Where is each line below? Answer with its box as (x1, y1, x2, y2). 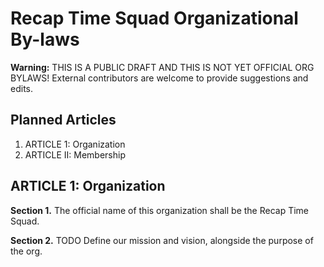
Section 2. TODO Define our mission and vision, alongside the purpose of (10, 234, 314, 246)
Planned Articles (10, 112, 117, 129)
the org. (10, 245, 43, 257)
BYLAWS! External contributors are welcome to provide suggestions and (10, 72, 309, 84)
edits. (10, 82, 33, 94)
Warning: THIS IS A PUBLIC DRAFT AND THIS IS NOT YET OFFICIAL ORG (10, 61, 315, 73)
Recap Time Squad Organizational (10, 7, 299, 30)
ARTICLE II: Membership (24, 148, 126, 161)
